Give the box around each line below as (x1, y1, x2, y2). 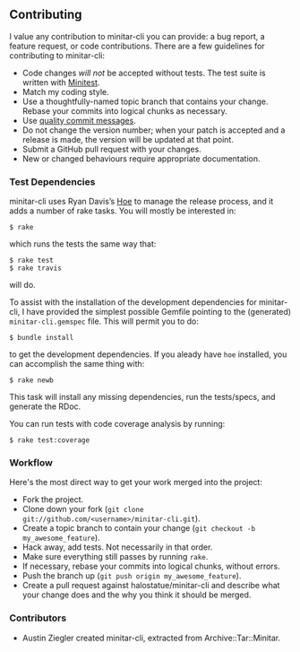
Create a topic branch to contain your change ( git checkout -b (21, 523, 256, 534)
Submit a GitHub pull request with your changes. (21, 143, 201, 154)
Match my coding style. (21, 86, 109, 97)
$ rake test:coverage (9, 436, 90, 445)
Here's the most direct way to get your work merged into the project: (9, 477, 262, 488)
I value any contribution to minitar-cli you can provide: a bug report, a (9, 30, 266, 41)
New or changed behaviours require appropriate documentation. (21, 152, 261, 164)
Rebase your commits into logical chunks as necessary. (21, 105, 227, 116)
